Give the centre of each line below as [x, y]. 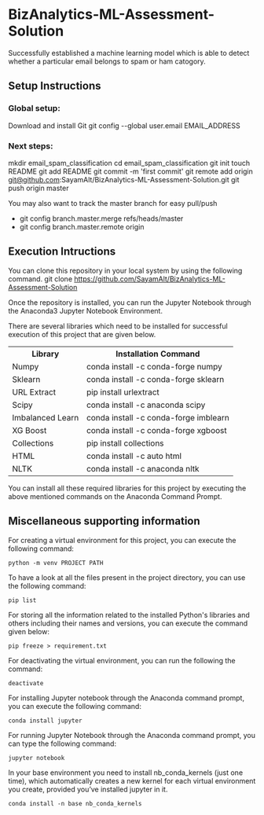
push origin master [38, 188]
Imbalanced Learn [46, 417]
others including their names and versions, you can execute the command [128, 623]
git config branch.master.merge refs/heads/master [101, 218]
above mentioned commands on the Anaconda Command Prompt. [115, 496]
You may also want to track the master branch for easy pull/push [113, 203]
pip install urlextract [123, 392]
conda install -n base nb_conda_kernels [75, 803]
